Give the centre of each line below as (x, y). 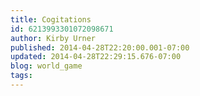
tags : (21, 76)
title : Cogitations (51, 19)
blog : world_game (46, 66)
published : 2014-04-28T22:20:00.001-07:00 (100, 47)
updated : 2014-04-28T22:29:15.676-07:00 (96, 57)
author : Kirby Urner (53, 38)
